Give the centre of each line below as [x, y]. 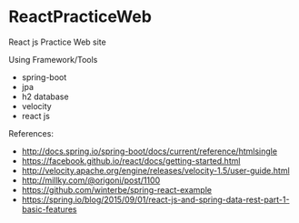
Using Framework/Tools [53, 59]
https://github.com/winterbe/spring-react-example [117, 189]
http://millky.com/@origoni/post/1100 [91, 180]
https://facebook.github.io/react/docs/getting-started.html [131, 160]
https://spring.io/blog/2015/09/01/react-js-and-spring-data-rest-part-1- [155, 199]
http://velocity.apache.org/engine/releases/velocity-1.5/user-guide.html [155, 170]
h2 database [45, 96]
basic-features [49, 209]
